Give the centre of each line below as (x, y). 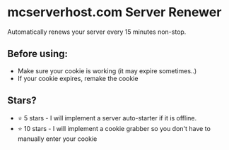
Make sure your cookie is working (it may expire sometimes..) (107, 70)
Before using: (38, 54)
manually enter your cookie (57, 139)
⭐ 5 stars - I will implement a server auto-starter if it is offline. (107, 118)
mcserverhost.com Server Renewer (114, 12)
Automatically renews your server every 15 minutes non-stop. (97, 32)
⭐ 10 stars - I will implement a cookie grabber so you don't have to (114, 128)
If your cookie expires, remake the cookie (78, 78)
